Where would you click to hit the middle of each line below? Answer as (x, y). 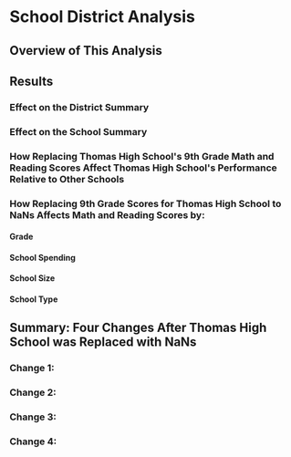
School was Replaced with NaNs (103, 343)
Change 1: (32, 369)
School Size (32, 278)
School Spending (42, 257)
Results (31, 81)
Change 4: (33, 441)
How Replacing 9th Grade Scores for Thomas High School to (145, 203)
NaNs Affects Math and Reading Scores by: (107, 214)
